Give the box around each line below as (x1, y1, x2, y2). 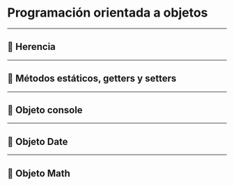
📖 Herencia (7, 41, 56, 53)
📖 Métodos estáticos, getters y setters (7, 73, 177, 85)
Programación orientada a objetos (7, 5, 208, 21)
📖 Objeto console (7, 104, 83, 116)
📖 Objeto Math (7, 167, 71, 179)
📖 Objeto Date (7, 135, 68, 147)
